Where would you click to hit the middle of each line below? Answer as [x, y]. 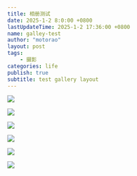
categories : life [33, 66]
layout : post [26, 46]
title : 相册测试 [29, 14]
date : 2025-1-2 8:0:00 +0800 [50, 20]
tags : [15, 54]
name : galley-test [34, 33]
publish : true [28, 73]
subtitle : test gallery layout [53, 79]
